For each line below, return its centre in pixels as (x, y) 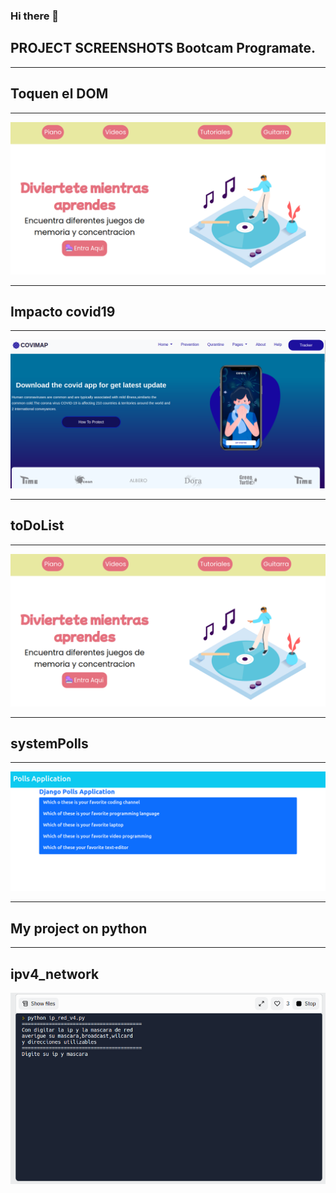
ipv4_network (55, 974)
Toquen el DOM (59, 94)
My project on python (79, 928)
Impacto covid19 (63, 312)
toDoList (37, 525)
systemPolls (49, 744)
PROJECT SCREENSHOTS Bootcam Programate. (163, 48)
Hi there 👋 (35, 16)
